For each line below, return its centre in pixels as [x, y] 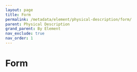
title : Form [18, 15]
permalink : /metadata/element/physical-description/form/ [68, 19]
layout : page [19, 10]
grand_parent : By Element [33, 29]
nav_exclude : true [25, 33]
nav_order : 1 [19, 39]
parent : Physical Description [38, 24]
